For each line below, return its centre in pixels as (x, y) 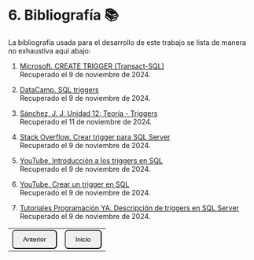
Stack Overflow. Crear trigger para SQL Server (95, 137)
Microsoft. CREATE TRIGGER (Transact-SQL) (92, 66)
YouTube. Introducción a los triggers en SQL (91, 160)
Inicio (83, 239)
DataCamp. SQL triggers (59, 89)
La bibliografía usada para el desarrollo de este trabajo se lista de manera (127, 42)
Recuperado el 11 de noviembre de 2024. (86, 121)
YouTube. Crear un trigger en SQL (74, 184)
